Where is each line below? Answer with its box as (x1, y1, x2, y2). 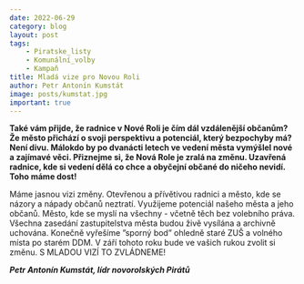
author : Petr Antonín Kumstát (9, 81, 125, 90)
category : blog (9, 22, 67, 31)
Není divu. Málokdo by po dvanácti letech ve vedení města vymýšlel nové (9, 142, 293, 153)
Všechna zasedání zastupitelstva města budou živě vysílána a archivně (9, 218, 276, 228)
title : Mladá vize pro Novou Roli (9, 73, 141, 82)
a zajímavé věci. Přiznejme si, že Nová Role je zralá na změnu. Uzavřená (9, 152, 287, 163)
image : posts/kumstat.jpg (9, 89, 107, 98)
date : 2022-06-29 (9, 13, 76, 23)
